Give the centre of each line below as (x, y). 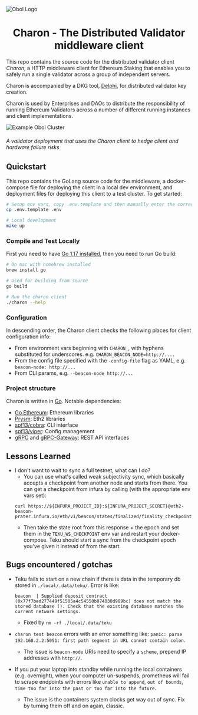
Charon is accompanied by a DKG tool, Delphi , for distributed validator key (96, 85)
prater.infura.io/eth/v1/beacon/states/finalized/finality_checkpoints (104, 517)
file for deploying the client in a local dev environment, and (101, 187)
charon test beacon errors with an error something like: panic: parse (98, 634)
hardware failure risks (33, 147)
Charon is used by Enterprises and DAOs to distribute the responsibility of (96, 103)
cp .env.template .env (34, 210)
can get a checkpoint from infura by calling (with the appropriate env (107, 489)
